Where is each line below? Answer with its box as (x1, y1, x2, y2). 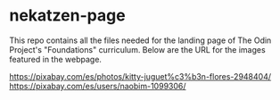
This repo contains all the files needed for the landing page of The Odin (9, 35, 272, 46)
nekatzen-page (9, 5, 127, 26)
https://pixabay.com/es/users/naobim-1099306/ (9, 80, 186, 91)
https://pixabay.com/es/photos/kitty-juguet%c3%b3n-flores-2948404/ (9, 71, 272, 81)
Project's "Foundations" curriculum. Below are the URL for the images (9, 44, 266, 54)
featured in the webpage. (9, 54, 103, 64)
